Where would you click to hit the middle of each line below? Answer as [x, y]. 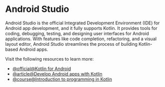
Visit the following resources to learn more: [49, 59]
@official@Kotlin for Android [42, 69]
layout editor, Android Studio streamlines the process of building [71, 44]
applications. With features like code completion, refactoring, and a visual [81, 39]
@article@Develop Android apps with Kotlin [57, 74]
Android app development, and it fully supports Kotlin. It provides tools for [81, 28]
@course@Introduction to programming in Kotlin [62, 79]
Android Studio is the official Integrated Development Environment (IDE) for [82, 23]
